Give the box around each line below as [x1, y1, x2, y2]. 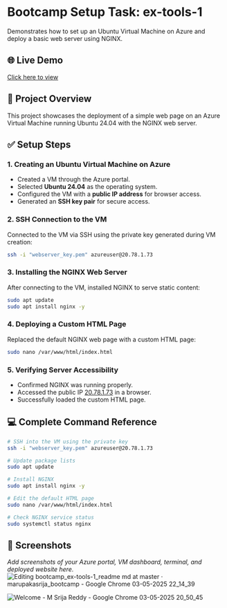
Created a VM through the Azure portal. [17, 175, 130, 184]
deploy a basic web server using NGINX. [7, 34, 123, 42]
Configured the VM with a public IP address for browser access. [17, 190, 202, 198]
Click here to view [7, 73, 59, 81]
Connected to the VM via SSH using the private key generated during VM [7, 230, 216, 239]
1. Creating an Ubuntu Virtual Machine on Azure [7, 159, 171, 169]
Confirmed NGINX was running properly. [17, 380, 134, 388]
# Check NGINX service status [7, 514, 95, 521]
